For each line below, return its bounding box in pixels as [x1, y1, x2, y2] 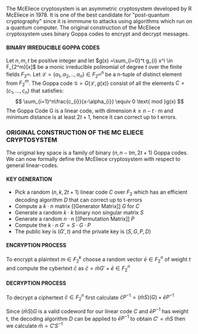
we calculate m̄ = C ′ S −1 [6, 321, 63, 329]
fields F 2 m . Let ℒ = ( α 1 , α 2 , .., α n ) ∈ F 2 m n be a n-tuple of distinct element [6, 70, 182, 79]
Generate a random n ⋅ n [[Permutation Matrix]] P [14, 215, 135, 222]
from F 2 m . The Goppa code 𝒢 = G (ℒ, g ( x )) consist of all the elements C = [6, 78, 185, 88]
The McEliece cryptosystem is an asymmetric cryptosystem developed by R [6, 5, 192, 12]
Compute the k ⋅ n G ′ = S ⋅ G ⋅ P [14, 222, 91, 229]
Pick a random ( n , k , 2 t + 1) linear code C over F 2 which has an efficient [14, 188, 188, 197]
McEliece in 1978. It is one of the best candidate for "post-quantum [6, 11, 170, 18]
